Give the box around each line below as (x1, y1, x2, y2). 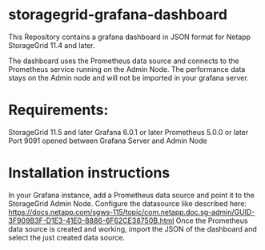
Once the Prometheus (175, 216, 248, 225)
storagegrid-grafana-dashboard (8, 6, 228, 24)
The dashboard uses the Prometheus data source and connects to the (8, 56, 239, 65)
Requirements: (8, 101, 109, 119)
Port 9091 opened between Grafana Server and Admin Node (8, 136, 207, 145)
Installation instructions (8, 164, 171, 182)
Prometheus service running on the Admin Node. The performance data (8, 64, 246, 73)
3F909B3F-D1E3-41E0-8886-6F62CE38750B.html (8, 216, 175, 225)
